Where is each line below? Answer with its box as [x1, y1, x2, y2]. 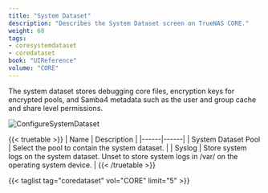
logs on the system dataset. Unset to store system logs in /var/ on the [8, 151, 238, 161]
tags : [8, 34, 26, 43]
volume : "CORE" [8, 64, 59, 72]
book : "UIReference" [8, 57, 78, 65]
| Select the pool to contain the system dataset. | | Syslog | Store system [8, 142, 247, 153]
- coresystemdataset [8, 42, 78, 50]
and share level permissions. [8, 103, 103, 113]
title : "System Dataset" [8, 11, 91, 20]
